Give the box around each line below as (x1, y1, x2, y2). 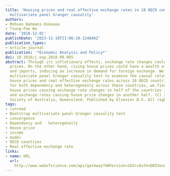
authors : (5, 17, 24, 22)
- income (5, 130, 24, 135)
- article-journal (5, 45, 44, 50)
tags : (5, 102, 17, 107)
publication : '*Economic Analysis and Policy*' (5, 50, 108, 55)
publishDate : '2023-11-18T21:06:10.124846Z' (5, 36, 101, 41)
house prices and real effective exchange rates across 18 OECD (10, 78, 148, 83)
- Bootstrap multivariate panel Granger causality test (5, 111, 125, 117)
